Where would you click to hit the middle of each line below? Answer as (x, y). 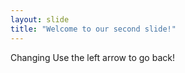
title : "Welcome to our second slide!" (93, 29)
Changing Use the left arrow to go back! (92, 57)
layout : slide (40, 19)
